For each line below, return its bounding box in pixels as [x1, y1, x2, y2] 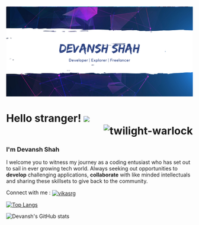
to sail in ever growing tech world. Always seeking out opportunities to [6, 165, 178, 172]
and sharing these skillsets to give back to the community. [6, 178, 148, 185]
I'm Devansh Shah [6, 145, 60, 153]
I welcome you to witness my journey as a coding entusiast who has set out [6, 159, 191, 166]
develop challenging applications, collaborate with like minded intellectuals [6, 171, 191, 178]
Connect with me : [6, 189, 51, 196]
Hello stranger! [6, 111, 82, 125]
